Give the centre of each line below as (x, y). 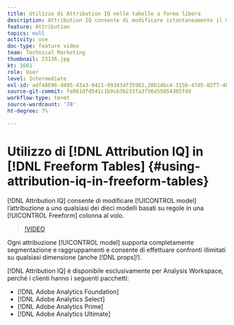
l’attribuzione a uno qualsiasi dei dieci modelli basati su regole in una (106, 208)
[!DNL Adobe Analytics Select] (61, 299)
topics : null (26, 33)
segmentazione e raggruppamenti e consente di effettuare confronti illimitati (117, 250)
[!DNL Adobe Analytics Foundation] (68, 292)
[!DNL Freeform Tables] (76, 166)
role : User (23, 72)
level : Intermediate (37, 78)
